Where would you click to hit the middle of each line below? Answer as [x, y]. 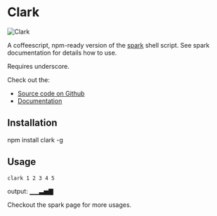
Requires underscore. [39, 66]
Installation [32, 123]
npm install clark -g [35, 140]
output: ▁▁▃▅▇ [31, 191]
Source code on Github [51, 93]
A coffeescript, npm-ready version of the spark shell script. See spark [108, 45]
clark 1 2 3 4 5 [31, 178]
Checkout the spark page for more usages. [70, 205]
